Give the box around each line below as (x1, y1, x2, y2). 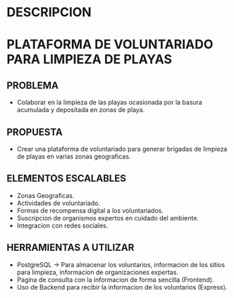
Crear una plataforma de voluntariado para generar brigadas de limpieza (16, 145, 228, 153)
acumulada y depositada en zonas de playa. (16, 106, 145, 114)
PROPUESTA (6, 126, 63, 138)
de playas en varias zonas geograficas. (16, 152, 131, 161)
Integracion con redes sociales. (16, 221, 109, 230)
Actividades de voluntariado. (16, 199, 100, 207)
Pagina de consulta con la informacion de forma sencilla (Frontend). (16, 275, 214, 284)
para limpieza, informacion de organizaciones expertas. (16, 268, 179, 276)
